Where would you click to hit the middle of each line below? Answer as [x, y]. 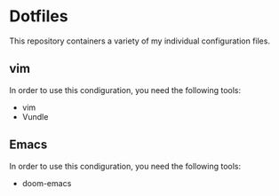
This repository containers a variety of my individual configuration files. [140, 41]
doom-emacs [47, 183]
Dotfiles [39, 16]
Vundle [35, 116]
